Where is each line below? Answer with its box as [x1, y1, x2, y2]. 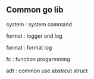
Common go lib [6, 5, 64, 15]
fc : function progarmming [6, 55, 70, 62]
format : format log [6, 44, 52, 51]
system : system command [6, 20, 73, 28]
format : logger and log [6, 32, 62, 39]
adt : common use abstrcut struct [6, 67, 88, 74]
